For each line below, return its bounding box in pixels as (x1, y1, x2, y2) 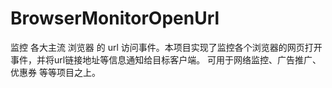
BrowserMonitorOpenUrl (10, 7, 220, 30)
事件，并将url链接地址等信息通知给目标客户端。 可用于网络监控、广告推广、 (10, 53, 322, 66)
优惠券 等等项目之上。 (10, 66, 101, 78)
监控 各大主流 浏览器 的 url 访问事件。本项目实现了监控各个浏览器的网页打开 (10, 41, 323, 53)
